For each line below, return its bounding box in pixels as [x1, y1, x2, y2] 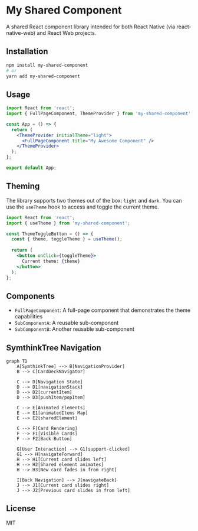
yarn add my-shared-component [6, 73, 81, 79]
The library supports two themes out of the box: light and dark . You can [6, 197, 182, 204]
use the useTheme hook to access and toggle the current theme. [6, 203, 159, 210]
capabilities [14, 313, 43, 320]
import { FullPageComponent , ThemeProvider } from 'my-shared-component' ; [6, 110, 194, 117]
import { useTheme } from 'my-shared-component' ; [6, 220, 131, 226]
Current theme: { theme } [21, 258, 81, 264]
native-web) [6, 29, 36, 36]
